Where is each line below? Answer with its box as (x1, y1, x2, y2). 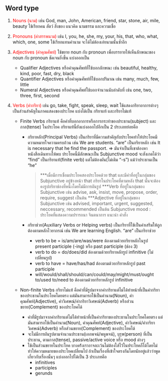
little (20, 81, 29, 87)
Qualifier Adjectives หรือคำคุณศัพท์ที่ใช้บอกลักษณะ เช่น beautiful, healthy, (20, 65, 158, 71)
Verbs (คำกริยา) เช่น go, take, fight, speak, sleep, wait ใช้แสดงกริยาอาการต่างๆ (12, 102, 158, 108)
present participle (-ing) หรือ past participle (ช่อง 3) (35, 243, 138, 249)
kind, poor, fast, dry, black (20, 70, 74, 76)
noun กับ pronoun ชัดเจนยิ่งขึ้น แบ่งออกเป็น (12, 55, 90, 61)
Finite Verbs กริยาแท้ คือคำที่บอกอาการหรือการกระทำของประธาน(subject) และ (20, 118, 156, 124)
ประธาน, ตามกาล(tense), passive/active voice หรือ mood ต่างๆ (27, 337, 145, 343)
